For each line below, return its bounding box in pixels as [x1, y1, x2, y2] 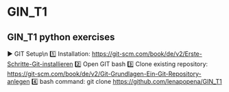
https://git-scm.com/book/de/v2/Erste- [91, 50, 202, 58]
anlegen [7, 78, 30, 85]
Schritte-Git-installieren [7, 60, 73, 68]
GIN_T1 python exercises [7, 31, 115, 43]
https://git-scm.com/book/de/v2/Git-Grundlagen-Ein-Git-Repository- [7, 70, 202, 78]
